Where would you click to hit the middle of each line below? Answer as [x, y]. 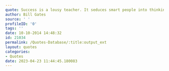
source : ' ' [18, 19]
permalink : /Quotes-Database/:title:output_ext [56, 42]
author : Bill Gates [26, 14]
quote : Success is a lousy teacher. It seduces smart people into [76, 10]
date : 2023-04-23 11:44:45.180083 [41, 61]
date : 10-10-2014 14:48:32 [33, 33]
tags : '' [14, 28]
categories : [18, 51]
